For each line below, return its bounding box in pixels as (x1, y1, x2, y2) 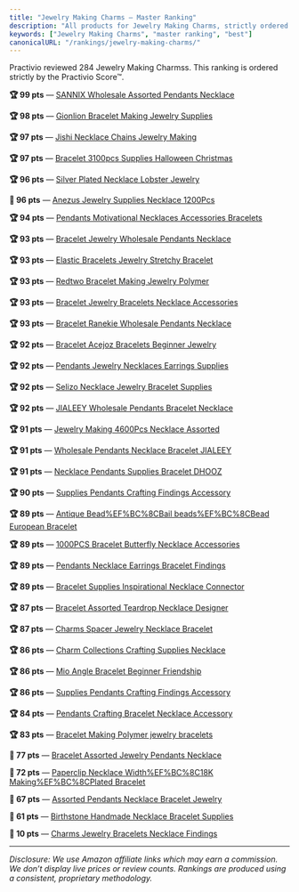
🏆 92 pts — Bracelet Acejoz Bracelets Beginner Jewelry (9, 339, 217, 350)
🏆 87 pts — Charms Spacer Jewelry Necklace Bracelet (9, 624, 214, 635)
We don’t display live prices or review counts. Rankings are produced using (9, 864, 287, 874)
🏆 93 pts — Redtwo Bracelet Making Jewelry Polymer (9, 276, 209, 287)
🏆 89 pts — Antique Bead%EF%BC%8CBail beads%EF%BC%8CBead (9, 508, 270, 519)
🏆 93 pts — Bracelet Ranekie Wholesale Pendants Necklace (9, 318, 232, 329)
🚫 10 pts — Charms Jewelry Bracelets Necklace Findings (9, 829, 218, 839)
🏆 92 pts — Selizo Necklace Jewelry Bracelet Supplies (9, 382, 213, 393)
